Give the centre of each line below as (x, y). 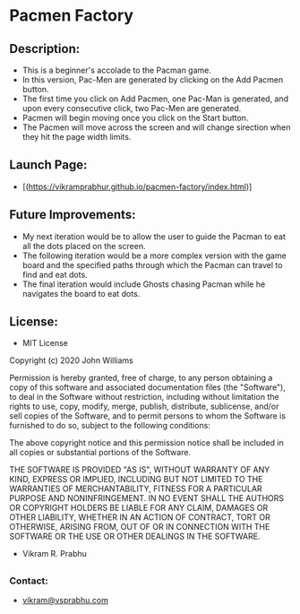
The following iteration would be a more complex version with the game (154, 255)
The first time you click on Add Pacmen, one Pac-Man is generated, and (155, 99)
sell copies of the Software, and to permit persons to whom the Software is (148, 416)
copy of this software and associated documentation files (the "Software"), (148, 387)
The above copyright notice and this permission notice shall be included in (146, 443)
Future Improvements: (73, 215)
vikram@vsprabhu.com (65, 601)
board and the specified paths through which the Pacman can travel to (152, 264)
